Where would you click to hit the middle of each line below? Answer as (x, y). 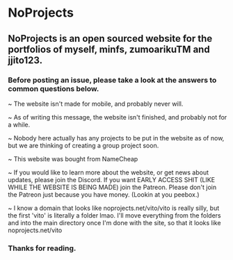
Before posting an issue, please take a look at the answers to (112, 80)
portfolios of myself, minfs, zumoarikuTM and (109, 49)
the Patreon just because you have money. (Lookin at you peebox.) (104, 194)
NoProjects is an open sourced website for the (110, 39)
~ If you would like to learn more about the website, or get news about (109, 172)
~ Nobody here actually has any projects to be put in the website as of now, (116, 138)
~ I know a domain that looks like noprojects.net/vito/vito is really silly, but (114, 208)
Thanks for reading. (42, 248)
